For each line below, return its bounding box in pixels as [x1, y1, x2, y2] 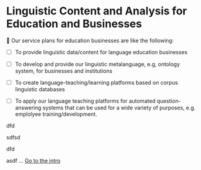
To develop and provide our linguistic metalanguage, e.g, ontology [14, 61, 180, 67]
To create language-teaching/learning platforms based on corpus [14, 79, 178, 87]
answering [14, 104, 42, 112]
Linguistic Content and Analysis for [6, 4, 187, 18]
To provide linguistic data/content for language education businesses [14, 48, 188, 55]
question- [156, 97, 181, 105]
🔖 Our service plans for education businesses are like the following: [6, 37, 174, 44]
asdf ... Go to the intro [6, 157, 61, 165]
